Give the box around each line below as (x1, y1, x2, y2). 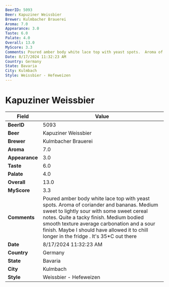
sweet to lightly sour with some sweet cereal (42, 207, 148, 214)
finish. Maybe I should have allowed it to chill (42, 226, 148, 233)
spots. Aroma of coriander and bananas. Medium (42, 201, 158, 208)
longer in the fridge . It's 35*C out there (42, 233, 137, 240)
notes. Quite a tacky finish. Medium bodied (42, 213, 144, 221)
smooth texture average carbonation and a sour (42, 220, 155, 227)
